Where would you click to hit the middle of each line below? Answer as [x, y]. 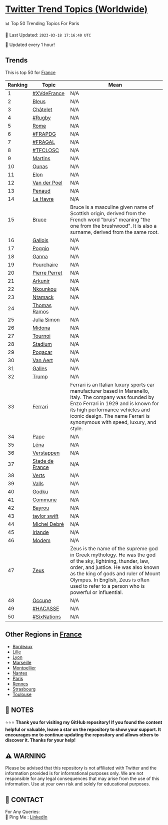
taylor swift [45, 516]
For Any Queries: [22, 812]
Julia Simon [46, 320]
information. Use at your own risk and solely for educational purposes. [78, 784]
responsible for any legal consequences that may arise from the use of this [82, 778]
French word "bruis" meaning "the [110, 220]
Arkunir [41, 281]
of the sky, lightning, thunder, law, [110, 561]
